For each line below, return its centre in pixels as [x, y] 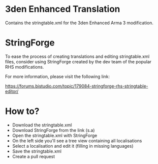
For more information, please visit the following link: [57, 76]
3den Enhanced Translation [63, 9]
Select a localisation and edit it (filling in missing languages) [73, 146]
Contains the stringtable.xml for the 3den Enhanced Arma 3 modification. [79, 23]
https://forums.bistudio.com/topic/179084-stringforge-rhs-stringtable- [77, 86]
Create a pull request [33, 156]
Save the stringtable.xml [37, 151]
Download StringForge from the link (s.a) [53, 130]
